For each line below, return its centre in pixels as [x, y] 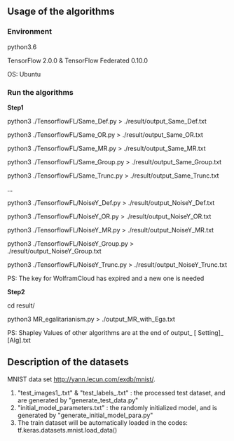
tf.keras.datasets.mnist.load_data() [67, 430]
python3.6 [22, 47]
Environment [30, 32]
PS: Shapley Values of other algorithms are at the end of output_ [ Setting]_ [116, 332]
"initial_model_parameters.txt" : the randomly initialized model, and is [117, 407]
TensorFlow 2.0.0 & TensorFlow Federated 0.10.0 [78, 60]
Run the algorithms [40, 92]
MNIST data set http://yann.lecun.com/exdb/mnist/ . [81, 379]
